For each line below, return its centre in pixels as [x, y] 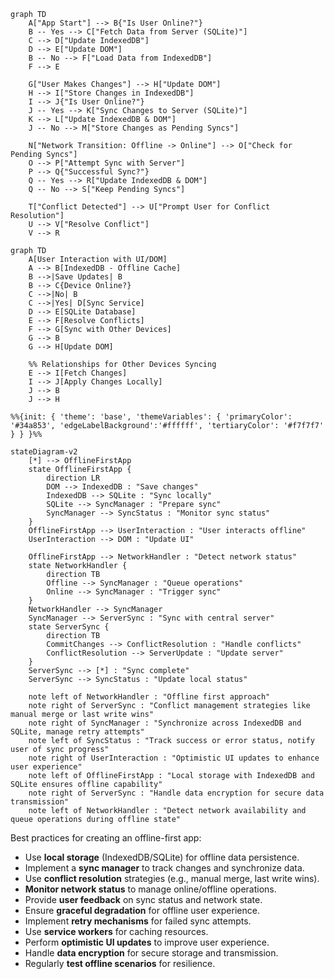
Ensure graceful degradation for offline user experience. [142, 910]
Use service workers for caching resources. [116, 931]
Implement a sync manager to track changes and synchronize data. [164, 868]
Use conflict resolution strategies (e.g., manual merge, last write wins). [172, 878]
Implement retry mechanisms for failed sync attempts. [138, 921]
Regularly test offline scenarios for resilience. [120, 963]
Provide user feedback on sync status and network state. [143, 899]
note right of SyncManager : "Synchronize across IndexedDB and [165, 723]
